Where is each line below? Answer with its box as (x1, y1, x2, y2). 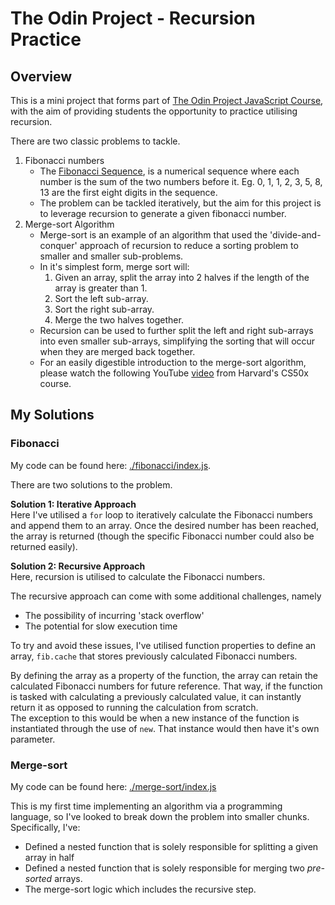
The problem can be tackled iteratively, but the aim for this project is (39, 197, 322, 209)
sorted (24, 872, 53, 884)
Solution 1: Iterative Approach (10, 498, 137, 510)
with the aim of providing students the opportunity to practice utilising (10, 105, 298, 117)
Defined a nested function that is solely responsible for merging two (24, 862, 305, 874)
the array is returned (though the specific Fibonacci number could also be (10, 530, 315, 542)
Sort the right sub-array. (54, 303, 155, 315)
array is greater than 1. (54, 282, 148, 294)
